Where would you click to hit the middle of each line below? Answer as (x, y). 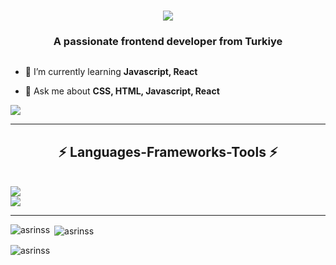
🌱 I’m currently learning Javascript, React (111, 72)
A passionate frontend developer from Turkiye (168, 42)
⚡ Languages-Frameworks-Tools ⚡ (168, 151)
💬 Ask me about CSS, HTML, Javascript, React (122, 91)
